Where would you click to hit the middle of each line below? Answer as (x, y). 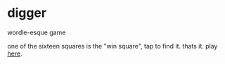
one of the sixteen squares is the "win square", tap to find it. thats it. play (112, 46)
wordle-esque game (37, 32)
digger (27, 13)
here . (15, 53)
